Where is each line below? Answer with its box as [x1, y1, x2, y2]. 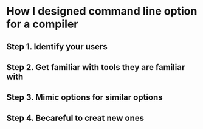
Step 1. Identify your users [6, 41, 108, 52]
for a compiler [6, 17, 78, 31]
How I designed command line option [6, 4, 198, 18]
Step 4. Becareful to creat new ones [6, 113, 145, 123]
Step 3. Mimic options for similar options [6, 92, 163, 103]
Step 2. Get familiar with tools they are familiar [6, 62, 185, 72]
